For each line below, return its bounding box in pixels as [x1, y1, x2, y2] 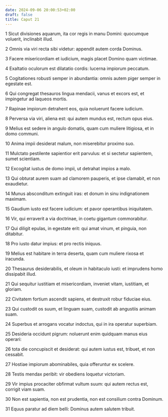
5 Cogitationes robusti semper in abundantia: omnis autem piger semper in [5, 75, 160, 82]
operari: [5, 336, 22, 343]
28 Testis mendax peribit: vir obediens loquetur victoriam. [5, 371, 125, 377]
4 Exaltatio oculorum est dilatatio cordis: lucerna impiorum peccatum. [5, 65, 150, 71]
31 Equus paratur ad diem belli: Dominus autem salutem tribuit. [5, 406, 135, 412]
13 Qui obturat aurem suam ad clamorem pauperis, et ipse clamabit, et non [5, 175, 160, 181]
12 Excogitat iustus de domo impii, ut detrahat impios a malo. [5, 166, 131, 172]
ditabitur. [5, 231, 24, 237]
